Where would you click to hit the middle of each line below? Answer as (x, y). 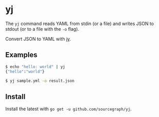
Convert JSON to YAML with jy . (38, 39)
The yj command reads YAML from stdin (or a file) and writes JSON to (79, 24)
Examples (21, 55)
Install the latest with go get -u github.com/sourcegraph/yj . (68, 109)
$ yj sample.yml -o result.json (40, 81)
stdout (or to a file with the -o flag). (42, 29)
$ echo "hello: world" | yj (35, 67)
